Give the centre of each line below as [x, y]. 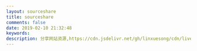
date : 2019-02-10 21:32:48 [39, 28]
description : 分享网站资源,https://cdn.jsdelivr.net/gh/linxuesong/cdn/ [94, 39]
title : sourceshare [30, 17]
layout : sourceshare [31, 11]
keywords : [18, 33]
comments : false [26, 22]
